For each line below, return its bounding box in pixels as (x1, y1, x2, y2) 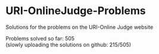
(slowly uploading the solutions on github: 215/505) (5, 41, 132, 48)
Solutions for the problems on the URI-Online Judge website (5, 23, 154, 31)
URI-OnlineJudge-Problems (5, 4, 146, 18)
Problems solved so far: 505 (5, 35, 75, 42)
